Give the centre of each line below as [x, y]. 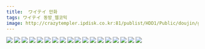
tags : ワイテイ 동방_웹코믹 [37, 18]
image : [15, 23]
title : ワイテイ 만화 [32, 12]
